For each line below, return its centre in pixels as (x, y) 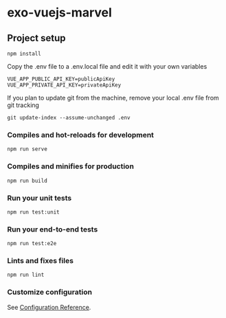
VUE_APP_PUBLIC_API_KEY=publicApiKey (61, 79)
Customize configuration (50, 292)
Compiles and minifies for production (70, 166)
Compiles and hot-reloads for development (81, 135)
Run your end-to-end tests (53, 229)
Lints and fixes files (41, 261)
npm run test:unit (33, 212)
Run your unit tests (39, 198)
